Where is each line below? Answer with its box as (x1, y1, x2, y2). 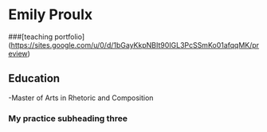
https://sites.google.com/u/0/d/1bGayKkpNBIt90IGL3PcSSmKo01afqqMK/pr (10, 40, 260, 49)
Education (8, 72, 61, 85)
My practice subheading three (8, 113, 128, 124)
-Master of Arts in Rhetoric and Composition (8, 93, 154, 103)
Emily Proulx (8, 6, 93, 24)
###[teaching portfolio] (8, 32, 85, 41)
